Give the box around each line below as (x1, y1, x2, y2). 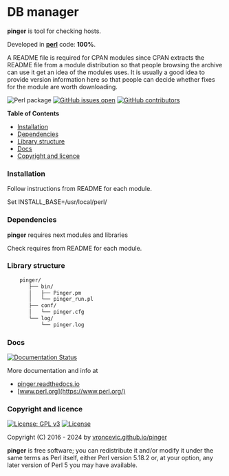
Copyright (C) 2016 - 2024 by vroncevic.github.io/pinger (7, 433, 167, 442)
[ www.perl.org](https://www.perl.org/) (17, 387, 126, 396)
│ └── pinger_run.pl (28, 296, 94, 303)
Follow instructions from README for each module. (7, 185, 153, 193)
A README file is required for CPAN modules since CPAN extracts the (7, 53, 205, 62)
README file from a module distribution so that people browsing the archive (7, 60, 223, 69)
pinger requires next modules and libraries (7, 231, 129, 239)
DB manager (7, 4, 79, 20)
